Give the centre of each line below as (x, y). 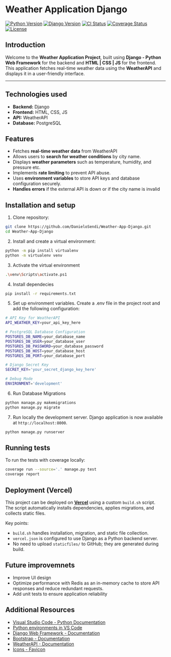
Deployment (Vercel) (39, 490)
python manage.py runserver (35, 432)
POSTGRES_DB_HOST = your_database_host (45, 351)
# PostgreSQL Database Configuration (45, 332)
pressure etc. (26, 167)
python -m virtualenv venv (34, 255)
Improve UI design (32, 577)
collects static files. (25, 513)
